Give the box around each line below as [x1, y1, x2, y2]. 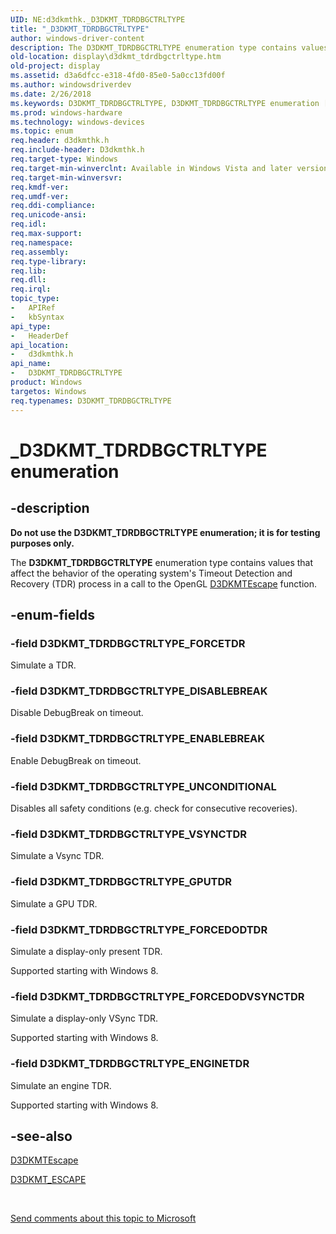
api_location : [10, 340, 70, 350]
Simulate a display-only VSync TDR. [10, 1012, 159, 1025]
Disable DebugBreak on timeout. [10, 707, 144, 719]
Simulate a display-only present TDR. [10, 945, 163, 957]
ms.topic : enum [10, 126, 74, 136]
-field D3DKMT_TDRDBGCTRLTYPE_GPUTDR [10, 875, 233, 889]
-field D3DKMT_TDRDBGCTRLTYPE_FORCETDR [10, 636, 246, 650]
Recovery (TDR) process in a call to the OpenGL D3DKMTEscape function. [10, 577, 318, 590]
